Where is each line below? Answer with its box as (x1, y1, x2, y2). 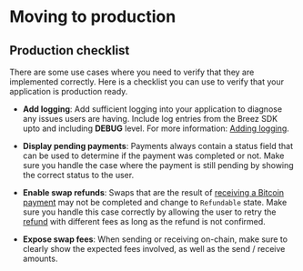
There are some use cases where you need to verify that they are (9, 66, 255, 77)
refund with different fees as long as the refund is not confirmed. (22, 216, 266, 226)
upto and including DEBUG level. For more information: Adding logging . (22, 123, 289, 134)
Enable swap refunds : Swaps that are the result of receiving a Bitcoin (22, 187, 285, 197)
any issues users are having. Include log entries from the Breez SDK (22, 114, 278, 124)
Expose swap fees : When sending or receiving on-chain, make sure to (22, 234, 288, 245)
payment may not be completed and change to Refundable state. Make (22, 197, 288, 207)
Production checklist (9, 43, 130, 58)
